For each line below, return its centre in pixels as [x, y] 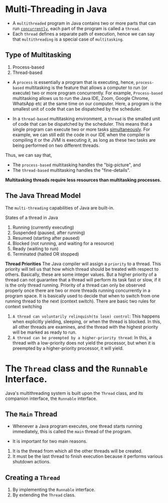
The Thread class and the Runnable [76, 368]
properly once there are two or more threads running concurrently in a [78, 290]
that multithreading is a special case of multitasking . [68, 39]
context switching [24, 306]
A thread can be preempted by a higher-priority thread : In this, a [82, 337]
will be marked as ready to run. [44, 332]
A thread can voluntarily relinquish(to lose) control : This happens [86, 316]
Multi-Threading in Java [56, 9]
